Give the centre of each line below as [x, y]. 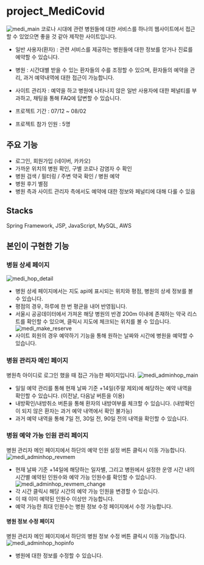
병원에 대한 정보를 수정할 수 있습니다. [59, 556]
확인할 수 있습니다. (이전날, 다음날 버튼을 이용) [70, 395]
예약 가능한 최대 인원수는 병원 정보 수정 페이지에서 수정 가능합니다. [94, 506]
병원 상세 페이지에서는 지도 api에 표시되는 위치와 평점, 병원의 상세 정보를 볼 [104, 291]
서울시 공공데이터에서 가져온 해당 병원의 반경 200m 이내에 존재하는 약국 [100, 314]
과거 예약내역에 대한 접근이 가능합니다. [69, 77]
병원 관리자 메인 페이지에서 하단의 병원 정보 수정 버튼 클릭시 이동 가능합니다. [97, 536]
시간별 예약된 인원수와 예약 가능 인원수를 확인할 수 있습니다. [86, 477]
